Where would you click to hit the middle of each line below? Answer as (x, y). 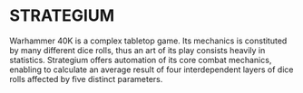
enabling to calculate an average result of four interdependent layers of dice (151, 70)
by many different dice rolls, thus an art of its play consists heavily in (137, 50)
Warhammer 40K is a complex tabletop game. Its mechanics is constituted (148, 41)
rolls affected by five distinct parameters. (86, 79)
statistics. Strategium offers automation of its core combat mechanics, (141, 60)
